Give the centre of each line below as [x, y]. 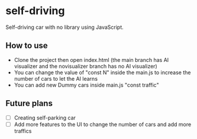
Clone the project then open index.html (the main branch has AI [91, 59]
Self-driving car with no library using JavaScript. [64, 27]
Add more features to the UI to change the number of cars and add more [103, 124]
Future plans [29, 103]
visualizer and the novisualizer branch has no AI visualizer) [85, 66]
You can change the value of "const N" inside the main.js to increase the [102, 72]
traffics [23, 131]
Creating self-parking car [45, 118]
